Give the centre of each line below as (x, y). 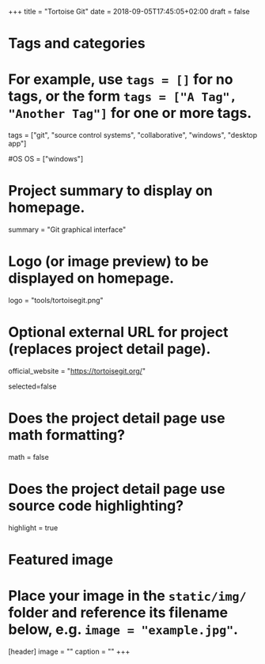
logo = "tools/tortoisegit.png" (56, 300)
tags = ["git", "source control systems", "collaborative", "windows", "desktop (133, 135)
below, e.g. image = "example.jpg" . (123, 630)
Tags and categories (77, 44)
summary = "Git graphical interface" (67, 230)
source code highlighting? (96, 506)
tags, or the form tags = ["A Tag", (123, 96)
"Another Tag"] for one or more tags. (130, 113)
